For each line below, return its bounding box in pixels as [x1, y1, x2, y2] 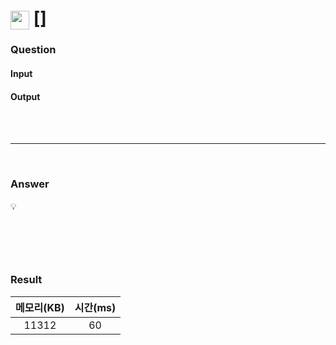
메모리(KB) [15, 300, 65, 314]
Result [10, 273, 43, 287]
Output [10, 90, 41, 102]
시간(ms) [74, 300, 117, 314]
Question [10, 43, 57, 57]
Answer [10, 177, 50, 191]
